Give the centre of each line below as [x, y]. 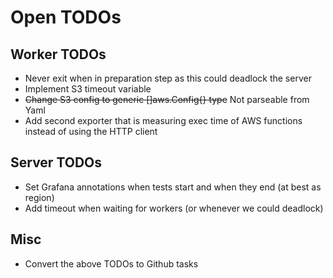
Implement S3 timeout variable [88, 89]
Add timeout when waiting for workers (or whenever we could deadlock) [174, 208]
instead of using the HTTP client [91, 131]
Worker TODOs [58, 54]
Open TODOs [66, 17]
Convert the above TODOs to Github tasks [111, 263]
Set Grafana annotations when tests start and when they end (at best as [173, 187]
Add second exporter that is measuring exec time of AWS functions [163, 120]
